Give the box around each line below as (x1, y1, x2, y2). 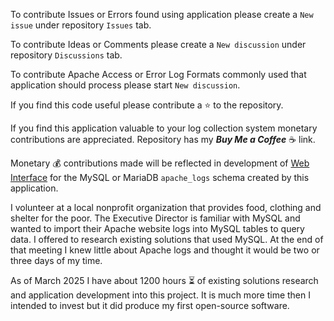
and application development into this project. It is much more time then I (10, 289, 311, 301)
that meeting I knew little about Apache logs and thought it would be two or (10, 244, 320, 256)
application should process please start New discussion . (10, 79, 241, 91)
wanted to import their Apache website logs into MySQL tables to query (10, 223, 305, 234)
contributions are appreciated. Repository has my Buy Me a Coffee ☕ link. (10, 134, 316, 145)
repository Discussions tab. (10, 49, 123, 61)
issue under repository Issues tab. (10, 19, 152, 31)
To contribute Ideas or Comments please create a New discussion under (10, 39, 307, 50)
